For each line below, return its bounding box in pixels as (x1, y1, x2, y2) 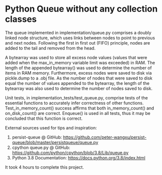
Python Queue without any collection (5, 3, 158, 15)
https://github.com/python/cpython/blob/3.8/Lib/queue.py (12, 149, 129, 156)
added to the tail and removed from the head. (5, 45, 96, 51)
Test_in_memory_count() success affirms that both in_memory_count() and (5, 105, 154, 111)
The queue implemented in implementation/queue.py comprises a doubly (5, 30, 152, 35)
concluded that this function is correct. (5, 115, 83, 121)
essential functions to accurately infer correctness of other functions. (5, 100, 144, 106)
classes (5, 14, 37, 25)
